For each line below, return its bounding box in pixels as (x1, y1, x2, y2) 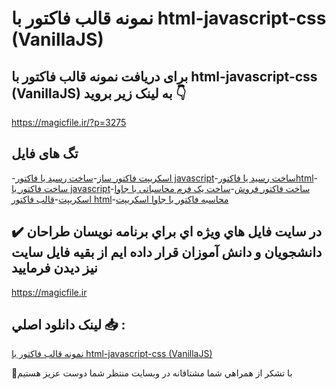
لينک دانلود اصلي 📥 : (11, 317, 126, 334)
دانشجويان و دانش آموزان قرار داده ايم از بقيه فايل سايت (11, 244, 323, 261)
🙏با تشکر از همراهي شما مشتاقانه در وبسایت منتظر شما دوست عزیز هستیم (11, 367, 293, 379)
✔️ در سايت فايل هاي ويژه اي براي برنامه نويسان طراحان (11, 223, 323, 241)
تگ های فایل (11, 145, 79, 162)
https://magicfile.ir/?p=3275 (11, 117, 127, 128)
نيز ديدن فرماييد (11, 260, 98, 277)
